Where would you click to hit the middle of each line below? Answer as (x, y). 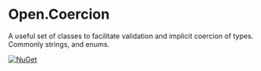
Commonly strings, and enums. (59, 44)
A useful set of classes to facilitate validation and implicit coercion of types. (131, 36)
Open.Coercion (59, 14)
